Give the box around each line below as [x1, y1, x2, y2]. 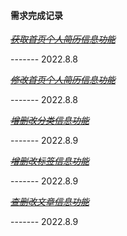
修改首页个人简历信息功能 [10, 74, 116, 86]
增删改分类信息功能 [10, 115, 90, 127]
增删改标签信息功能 [10, 155, 90, 167]
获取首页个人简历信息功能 [10, 33, 116, 45]
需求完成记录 [10, 9, 63, 21]
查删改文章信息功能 [10, 196, 90, 208]
